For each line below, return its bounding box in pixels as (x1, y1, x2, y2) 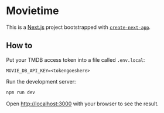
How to (6, 41, 33, 51)
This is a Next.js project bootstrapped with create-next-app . (6, 24, 151, 31)
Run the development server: (6, 78, 76, 85)
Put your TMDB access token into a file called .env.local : (6, 56, 145, 63)
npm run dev (6, 89, 35, 95)
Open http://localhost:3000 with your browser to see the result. (6, 100, 159, 107)
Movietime (6, 4, 59, 18)
